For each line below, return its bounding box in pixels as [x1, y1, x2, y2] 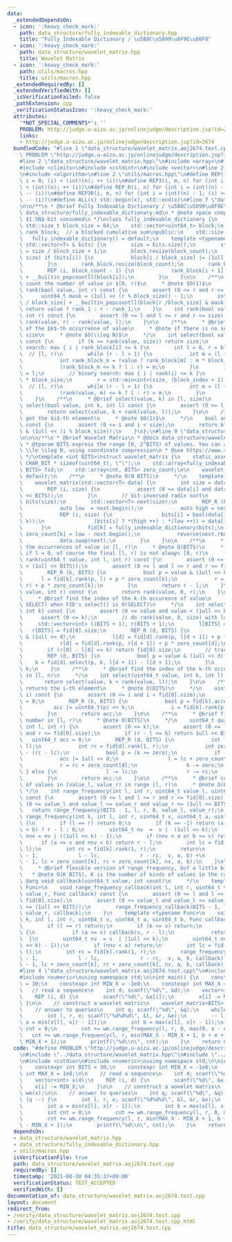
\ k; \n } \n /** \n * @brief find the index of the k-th [19, 666, 212, 672]
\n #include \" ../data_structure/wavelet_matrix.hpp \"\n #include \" [19, 1051, 217, 1058]
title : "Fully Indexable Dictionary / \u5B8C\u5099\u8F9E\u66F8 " [19, 36, 212, 43]
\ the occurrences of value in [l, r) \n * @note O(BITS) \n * [19, 543, 224, 550]
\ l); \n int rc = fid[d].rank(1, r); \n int [19, 742, 215, 750]
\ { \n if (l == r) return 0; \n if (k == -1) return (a [19, 820, 224, 827]
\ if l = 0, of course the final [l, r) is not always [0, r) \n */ [19, 550, 230, 557]
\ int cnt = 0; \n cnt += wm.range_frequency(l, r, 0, [19, 1109, 221, 1116]
